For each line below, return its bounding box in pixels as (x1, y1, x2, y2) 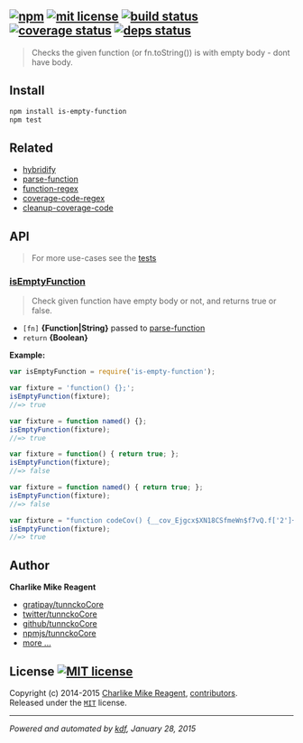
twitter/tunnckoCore (22, 608, 97, 619)
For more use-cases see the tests (31, 253, 157, 263)
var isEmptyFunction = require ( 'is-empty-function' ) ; (9, 367, 216, 376)
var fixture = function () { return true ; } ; (9, 450, 179, 459)
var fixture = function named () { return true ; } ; (9, 483, 204, 492)
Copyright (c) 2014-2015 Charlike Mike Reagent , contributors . (9, 687, 238, 698)
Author (9, 557, 50, 573)
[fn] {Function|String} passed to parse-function (22, 322, 206, 334)
